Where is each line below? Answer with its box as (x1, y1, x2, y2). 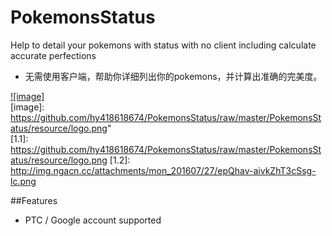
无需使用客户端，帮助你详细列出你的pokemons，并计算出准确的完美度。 (24, 70, 323, 82)
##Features (10, 194, 58, 206)
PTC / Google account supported (24, 214, 162, 226)
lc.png (10, 175, 37, 187)
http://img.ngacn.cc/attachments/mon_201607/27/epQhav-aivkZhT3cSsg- (10, 164, 317, 176)
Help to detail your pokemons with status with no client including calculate (10, 39, 317, 51)
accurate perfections (10, 49, 97, 61)
